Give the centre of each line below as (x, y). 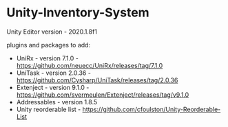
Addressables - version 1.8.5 (57, 102)
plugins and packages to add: (49, 45)
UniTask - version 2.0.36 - (53, 73)
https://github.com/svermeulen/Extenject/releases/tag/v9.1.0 (103, 95)
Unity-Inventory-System (78, 13)
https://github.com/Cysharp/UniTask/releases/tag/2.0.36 (97, 80)
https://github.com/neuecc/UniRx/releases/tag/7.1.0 (90, 65)
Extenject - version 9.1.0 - (53, 87)
